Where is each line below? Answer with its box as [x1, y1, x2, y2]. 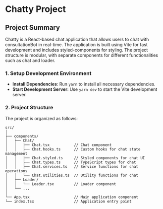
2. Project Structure [5, 104, 54, 111]
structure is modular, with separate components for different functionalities [5, 52, 159, 58]
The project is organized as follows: [5, 115, 78, 121]
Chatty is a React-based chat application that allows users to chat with [5, 36, 149, 42]
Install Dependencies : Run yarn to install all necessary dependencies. [12, 81, 156, 87]
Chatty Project [5, 3, 66, 15]
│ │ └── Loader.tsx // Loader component [5, 181, 116, 187]
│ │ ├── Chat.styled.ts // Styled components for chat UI [5, 155, 145, 160]
